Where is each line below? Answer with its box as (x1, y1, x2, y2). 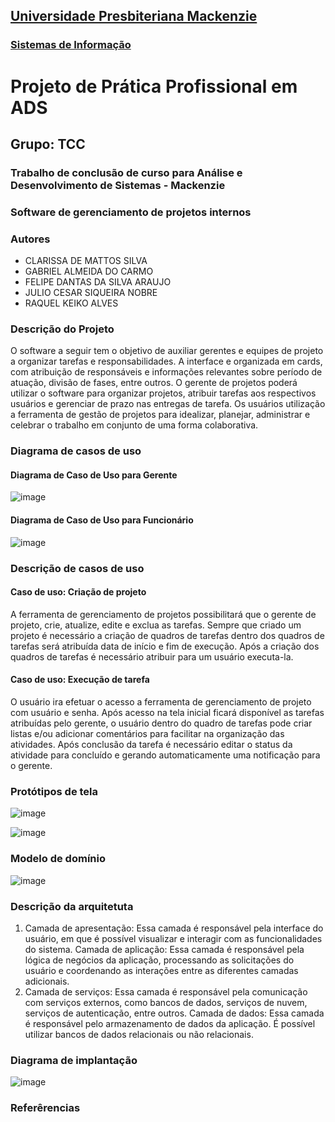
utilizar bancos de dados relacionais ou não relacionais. (24, 1028, 254, 1040)
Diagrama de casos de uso (10, 444, 142, 458)
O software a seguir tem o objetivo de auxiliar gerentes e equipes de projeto (10, 345, 324, 357)
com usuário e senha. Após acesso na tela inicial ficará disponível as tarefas (10, 706, 325, 718)
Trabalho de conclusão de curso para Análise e (10, 165, 243, 179)
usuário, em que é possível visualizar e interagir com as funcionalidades (24, 932, 323, 944)
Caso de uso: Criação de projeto (10, 586, 147, 598)
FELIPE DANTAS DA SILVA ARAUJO (24, 276, 172, 288)
